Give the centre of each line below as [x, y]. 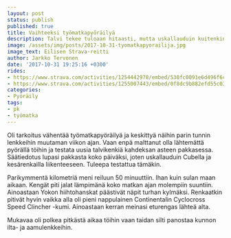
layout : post [26, 13]
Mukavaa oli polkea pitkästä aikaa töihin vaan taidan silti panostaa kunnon [112, 219]
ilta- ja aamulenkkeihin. [40, 227]
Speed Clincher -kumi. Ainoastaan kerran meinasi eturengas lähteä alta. [109, 206]
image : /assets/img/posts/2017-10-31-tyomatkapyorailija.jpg [97, 45]
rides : [16, 71]
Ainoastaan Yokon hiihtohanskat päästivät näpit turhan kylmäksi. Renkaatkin [115, 192]
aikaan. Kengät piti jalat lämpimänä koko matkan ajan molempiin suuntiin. [110, 185]
